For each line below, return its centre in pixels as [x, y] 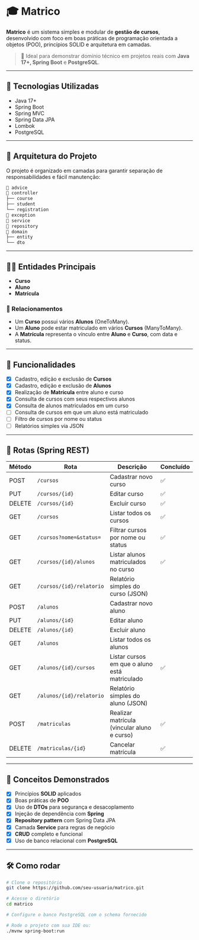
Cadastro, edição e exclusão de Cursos [63, 379]
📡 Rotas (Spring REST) [48, 450]
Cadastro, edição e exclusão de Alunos [63, 386]
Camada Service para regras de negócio [65, 827]
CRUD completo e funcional [49, 834]
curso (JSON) [129, 594]
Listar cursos [128, 656]
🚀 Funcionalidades [41, 365]
